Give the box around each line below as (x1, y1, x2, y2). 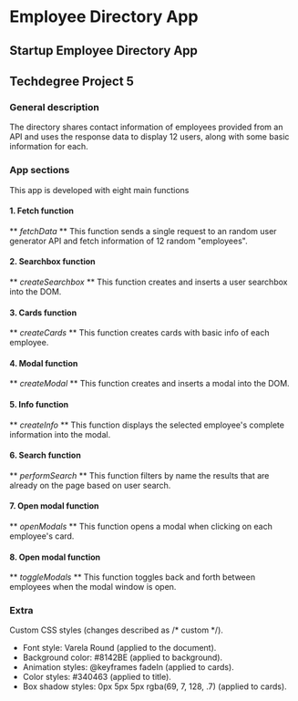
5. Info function (9, 398, 69, 409)
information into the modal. (9, 428, 111, 439)
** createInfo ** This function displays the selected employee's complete (9, 419, 285, 430)
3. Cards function (9, 307, 77, 318)
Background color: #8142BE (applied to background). (22, 652, 223, 663)
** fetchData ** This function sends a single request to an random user (9, 225, 277, 236)
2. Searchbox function (9, 256, 96, 267)
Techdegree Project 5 (9, 73, 135, 88)
